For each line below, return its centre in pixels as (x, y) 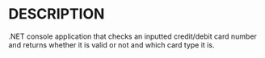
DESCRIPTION (57, 14)
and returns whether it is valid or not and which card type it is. (111, 44)
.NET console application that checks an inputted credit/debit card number (132, 36)
